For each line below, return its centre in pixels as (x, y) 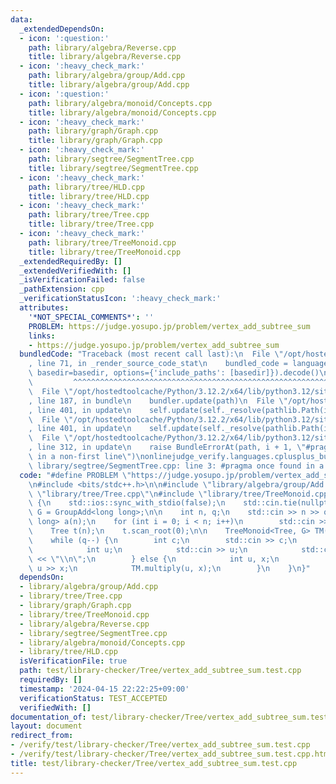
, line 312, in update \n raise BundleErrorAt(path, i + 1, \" (167, 447)
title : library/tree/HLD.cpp (89, 196)
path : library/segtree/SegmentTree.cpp (111, 159)
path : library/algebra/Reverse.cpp (102, 47)
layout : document (46, 726)
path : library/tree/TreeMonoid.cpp (102, 242)
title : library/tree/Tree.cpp (91, 224)
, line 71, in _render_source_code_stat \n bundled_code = (158, 364)
